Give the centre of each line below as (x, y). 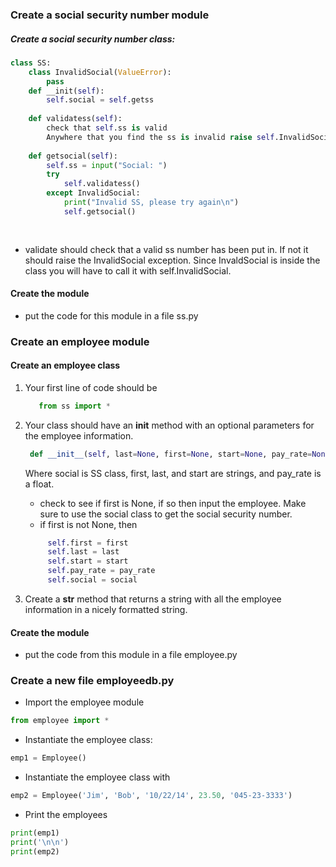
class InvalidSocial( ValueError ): (100, 72)
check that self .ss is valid (107, 128)
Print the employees (66, 815)
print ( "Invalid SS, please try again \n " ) (151, 203)
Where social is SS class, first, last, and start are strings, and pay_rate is (173, 473)
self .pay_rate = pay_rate (101, 571)
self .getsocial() (100, 211)
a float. (39, 484)
